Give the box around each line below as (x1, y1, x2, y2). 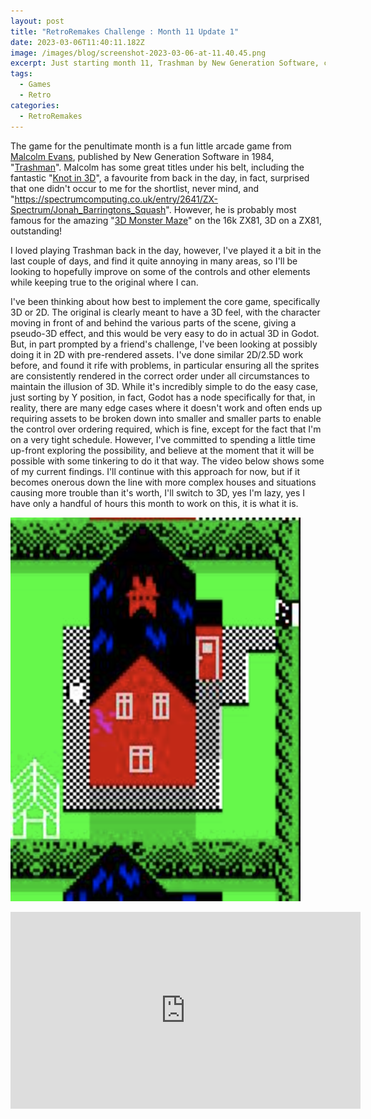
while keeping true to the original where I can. (10, 276, 199, 288)
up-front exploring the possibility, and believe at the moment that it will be (10, 444, 315, 456)
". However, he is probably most (165, 203, 297, 215)
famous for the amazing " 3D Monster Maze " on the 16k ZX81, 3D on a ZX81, (10, 214, 323, 226)
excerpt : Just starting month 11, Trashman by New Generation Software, (10, 58, 320, 69)
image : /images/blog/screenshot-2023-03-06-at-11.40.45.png (10, 48, 267, 58)
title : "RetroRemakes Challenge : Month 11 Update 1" (10, 26, 240, 37)
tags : (10, 69, 33, 79)
